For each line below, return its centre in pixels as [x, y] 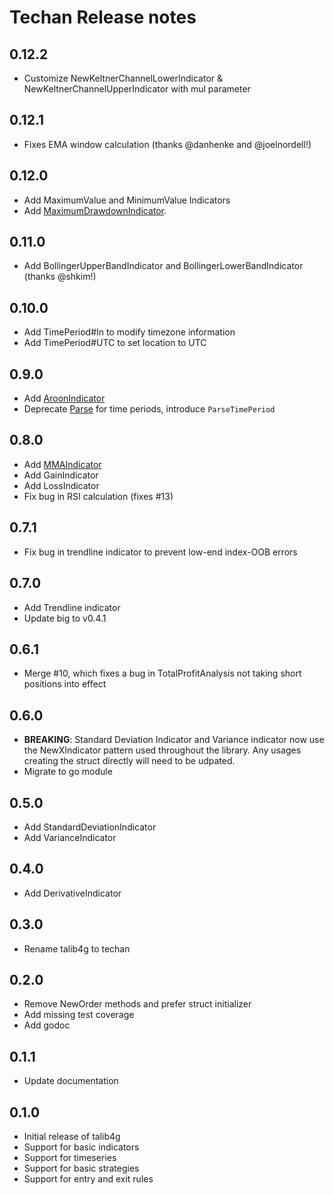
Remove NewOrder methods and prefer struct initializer [137, 1004]
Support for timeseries [70, 1157]
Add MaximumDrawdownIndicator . [95, 210]
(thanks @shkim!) [60, 277]
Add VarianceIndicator [70, 837]
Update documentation [71, 1081]
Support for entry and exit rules [88, 1179]
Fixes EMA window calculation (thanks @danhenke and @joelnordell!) [167, 144]
